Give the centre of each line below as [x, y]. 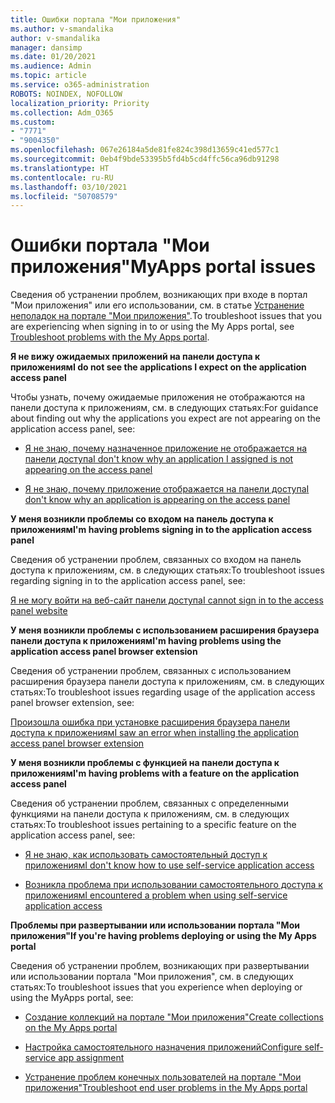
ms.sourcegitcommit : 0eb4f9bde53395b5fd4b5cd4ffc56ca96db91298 [145, 159]
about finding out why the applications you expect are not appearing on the [165, 418]
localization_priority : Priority [80, 103]
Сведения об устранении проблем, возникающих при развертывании [160, 966]
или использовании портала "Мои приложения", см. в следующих [152, 977]
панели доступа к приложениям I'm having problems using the [146, 641]
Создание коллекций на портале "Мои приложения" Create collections [174, 1017]
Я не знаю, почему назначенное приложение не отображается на [166, 448]
